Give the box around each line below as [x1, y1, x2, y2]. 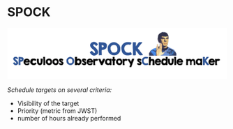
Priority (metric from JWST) [17, 106, 98, 115]
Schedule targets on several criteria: [7, 85, 112, 94]
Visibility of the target [17, 99, 80, 107]
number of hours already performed [17, 114, 121, 122]
